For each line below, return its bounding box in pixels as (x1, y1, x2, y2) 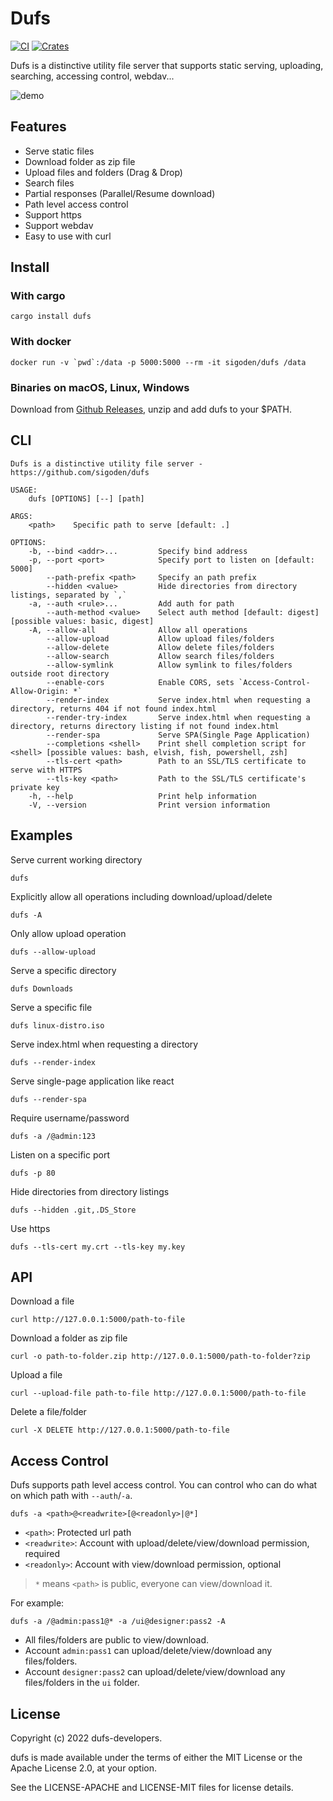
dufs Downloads (10, 983, 74, 994)
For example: (10, 1597, 65, 1609)
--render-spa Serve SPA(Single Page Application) (46, 730, 311, 740)
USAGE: (10, 485, 38, 495)
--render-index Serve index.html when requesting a (46, 695, 311, 705)
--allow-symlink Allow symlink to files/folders (46, 660, 293, 670)
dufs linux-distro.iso (10, 1020, 105, 1031)
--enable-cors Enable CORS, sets (46, 677, 235, 687)
